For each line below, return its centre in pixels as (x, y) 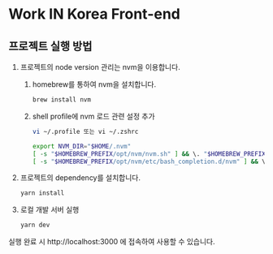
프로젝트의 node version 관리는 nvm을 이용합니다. (100, 67)
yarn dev (35, 225)
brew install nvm (62, 100)
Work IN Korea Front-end (94, 14)
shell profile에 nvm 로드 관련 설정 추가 (94, 116)
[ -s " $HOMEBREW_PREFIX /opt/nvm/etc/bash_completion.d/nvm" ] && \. (151, 161)
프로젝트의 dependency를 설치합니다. (80, 178)
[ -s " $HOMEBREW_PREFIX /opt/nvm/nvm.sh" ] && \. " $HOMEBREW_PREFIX (149, 154)
